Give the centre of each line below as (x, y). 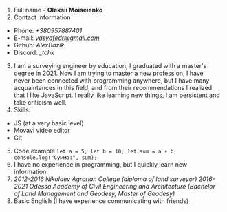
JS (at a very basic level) (48, 123)
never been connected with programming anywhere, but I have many (111, 81)
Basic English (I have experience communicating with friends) (101, 201)
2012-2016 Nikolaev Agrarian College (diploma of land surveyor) (105, 179)
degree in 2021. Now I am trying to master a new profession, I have (109, 73)
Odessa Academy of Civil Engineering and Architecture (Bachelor (122, 186)
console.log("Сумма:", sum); (55, 158)
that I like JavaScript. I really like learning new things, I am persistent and (117, 95)
